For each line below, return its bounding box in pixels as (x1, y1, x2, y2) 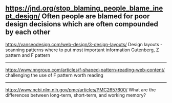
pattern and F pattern (5, 52, 50, 58)
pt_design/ (5, 12, 40, 21)
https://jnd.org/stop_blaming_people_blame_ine (5, 4, 163, 13)
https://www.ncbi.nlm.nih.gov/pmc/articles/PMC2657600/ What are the (5, 86, 156, 93)
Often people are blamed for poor (41, 12, 150, 21)
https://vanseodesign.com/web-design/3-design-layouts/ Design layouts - (5, 41, 163, 47)
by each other (5, 28, 51, 37)
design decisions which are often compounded (5, 20, 159, 28)
